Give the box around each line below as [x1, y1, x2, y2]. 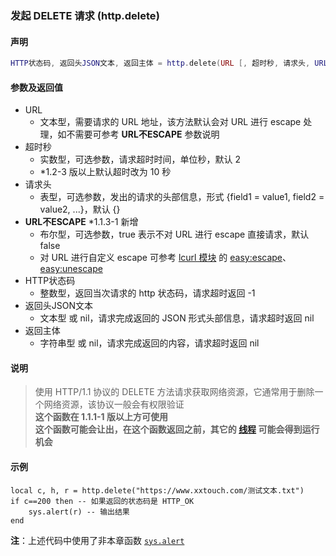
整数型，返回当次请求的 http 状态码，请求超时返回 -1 [39, 287, 256, 299]
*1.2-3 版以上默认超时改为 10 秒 [39, 166, 172, 178]
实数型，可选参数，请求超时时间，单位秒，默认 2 [39, 153, 242, 166]
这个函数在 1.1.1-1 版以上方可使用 [34, 411, 168, 423]
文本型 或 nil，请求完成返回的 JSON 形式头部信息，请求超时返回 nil [39, 312, 315, 324]
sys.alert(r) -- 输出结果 [28, 507, 130, 517]
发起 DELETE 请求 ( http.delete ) [10, 8, 160, 22]
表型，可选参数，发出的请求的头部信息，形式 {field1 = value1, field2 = [39, 191, 325, 203]
